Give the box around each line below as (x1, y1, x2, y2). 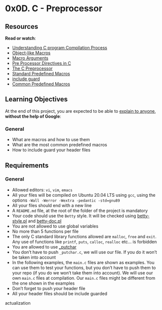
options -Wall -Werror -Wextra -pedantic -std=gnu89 (12, 197, 120, 203)
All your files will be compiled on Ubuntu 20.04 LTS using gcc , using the (12, 192, 156, 198)
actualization (5, 300, 31, 306)
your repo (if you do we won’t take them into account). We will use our (12, 269, 153, 276)
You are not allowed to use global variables (12, 223, 99, 229)
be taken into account (12, 254, 56, 260)
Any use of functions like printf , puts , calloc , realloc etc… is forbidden (12, 239, 157, 245)
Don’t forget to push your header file (12, 285, 86, 291)
